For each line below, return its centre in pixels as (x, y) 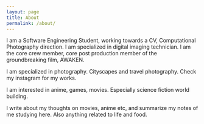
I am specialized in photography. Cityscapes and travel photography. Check (101, 72)
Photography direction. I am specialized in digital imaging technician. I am (99, 47)
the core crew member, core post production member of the (82, 53)
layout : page (23, 12)
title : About (23, 18)
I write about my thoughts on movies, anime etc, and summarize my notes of (102, 108)
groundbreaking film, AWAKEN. (45, 60)
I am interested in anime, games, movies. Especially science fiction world (98, 90)
